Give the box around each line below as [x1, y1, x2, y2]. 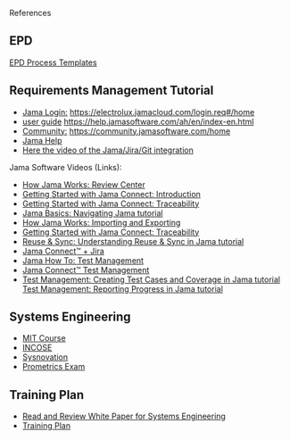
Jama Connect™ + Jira [21, 245, 104, 256]
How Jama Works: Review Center [21, 178, 145, 190]
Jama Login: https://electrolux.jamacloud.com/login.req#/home [21, 106, 255, 117]
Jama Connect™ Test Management [21, 264, 150, 275]
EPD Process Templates [9, 57, 97, 68]
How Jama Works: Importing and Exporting [21, 217, 181, 228]
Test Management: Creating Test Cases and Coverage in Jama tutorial [21, 274, 281, 285]
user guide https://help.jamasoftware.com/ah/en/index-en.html [21, 116, 254, 127]
